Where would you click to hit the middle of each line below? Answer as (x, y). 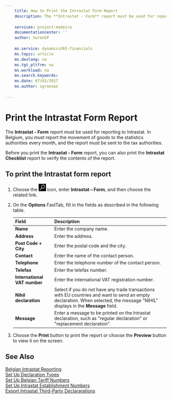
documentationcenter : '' (41, 32)
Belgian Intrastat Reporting (34, 369)
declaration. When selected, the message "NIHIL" (106, 300)
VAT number (29, 282)
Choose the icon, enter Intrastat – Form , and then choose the (82, 189)
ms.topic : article (34, 54)
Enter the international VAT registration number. (104, 280)
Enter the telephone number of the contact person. (107, 263)
